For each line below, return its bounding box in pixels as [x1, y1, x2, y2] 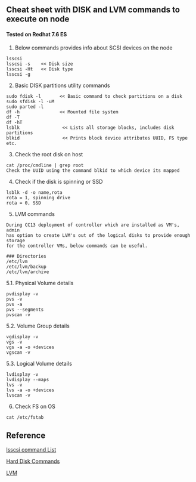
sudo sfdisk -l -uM [6, 98, 55, 104]
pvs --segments [6, 307, 44, 313]
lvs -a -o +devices [6, 387, 55, 393]
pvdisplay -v [6, 291, 39, 297]
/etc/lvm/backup [6, 264, 46, 270]
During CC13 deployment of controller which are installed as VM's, [6, 222, 180, 228]
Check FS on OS [14, 403, 55, 410]
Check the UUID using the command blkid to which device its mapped [6, 167, 180, 174]
